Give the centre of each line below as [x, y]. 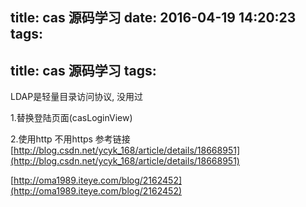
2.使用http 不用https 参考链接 [70, 139]
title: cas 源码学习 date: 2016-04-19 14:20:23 [153, 18]
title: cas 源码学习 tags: [83, 70]
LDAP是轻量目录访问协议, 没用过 [77, 97]
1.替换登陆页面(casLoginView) [71, 118]
